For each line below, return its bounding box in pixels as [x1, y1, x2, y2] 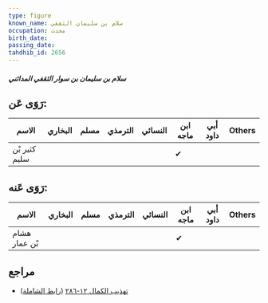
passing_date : [8, 41, 56, 49]
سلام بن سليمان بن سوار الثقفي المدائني [8, 73, 127, 83]
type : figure [8, 11, 52, 20]
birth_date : [8, 33, 48, 42]
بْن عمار [12, 238, 39, 249]
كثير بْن [12, 144, 37, 155]
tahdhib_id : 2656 [8, 49, 66, 57]
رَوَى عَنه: [8, 180, 48, 194]
